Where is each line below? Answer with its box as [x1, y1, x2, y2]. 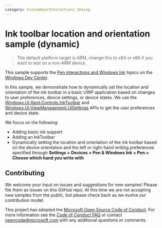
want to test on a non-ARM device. [17, 60, 87, 66]
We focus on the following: [5, 119, 59, 125]
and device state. [5, 110, 40, 116]
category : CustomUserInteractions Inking [5, 7, 90, 12]
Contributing [5, 169, 45, 177]
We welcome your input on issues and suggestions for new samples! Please [5, 182, 157, 188]
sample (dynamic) [5, 39, 80, 49]
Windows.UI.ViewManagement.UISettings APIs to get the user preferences [5, 104, 155, 110]
